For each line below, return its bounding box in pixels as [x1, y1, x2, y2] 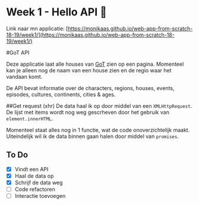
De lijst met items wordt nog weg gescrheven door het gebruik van [6, 108, 169, 116]
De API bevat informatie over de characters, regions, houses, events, [6, 84, 175, 91]
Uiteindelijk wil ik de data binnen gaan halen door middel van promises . [6, 133, 179, 140]
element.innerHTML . [6, 115, 53, 122]
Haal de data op [14, 172, 54, 180]
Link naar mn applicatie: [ [6, 25, 68, 32]
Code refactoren [14, 185, 55, 193]
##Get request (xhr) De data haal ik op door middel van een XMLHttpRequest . [6, 102, 192, 109]
